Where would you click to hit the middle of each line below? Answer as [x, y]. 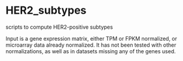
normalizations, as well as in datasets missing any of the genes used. [91, 51]
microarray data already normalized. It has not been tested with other [91, 45]
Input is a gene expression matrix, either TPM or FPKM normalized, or [91, 38]
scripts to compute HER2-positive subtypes [59, 27]
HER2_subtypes [46, 10]
